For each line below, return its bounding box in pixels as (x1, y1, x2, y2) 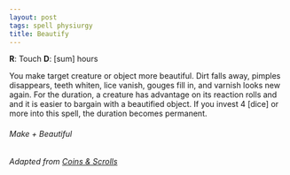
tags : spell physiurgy (9, 21, 93, 30)
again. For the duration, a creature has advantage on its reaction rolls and (9, 89, 278, 100)
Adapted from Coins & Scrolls (9, 156, 118, 166)
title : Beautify (9, 29, 69, 38)
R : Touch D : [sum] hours (9, 54, 98, 65)
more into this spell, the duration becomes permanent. (9, 108, 208, 119)
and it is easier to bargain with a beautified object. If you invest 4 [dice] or (9, 99, 279, 110)
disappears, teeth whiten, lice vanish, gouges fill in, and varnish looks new (9, 80, 281, 91)
